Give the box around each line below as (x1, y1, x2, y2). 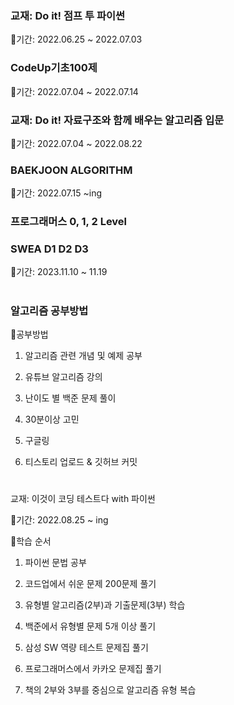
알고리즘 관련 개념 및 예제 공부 (24, 349, 143, 361)
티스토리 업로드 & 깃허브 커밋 (24, 455, 138, 467)
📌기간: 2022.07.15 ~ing (10, 187, 103, 199)
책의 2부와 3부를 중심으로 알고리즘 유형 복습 (24, 684, 197, 696)
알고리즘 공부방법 (10, 303, 89, 317)
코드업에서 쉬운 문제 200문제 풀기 (24, 578, 157, 590)
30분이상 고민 (24, 413, 80, 425)
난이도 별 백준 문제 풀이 (24, 392, 117, 404)
